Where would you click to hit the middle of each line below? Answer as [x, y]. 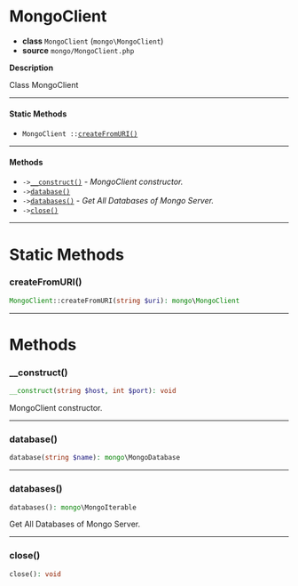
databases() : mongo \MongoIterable [73, 507]
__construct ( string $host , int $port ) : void [93, 391]
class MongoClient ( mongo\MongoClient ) [93, 41]
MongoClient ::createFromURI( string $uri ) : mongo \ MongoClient [125, 301]
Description [31, 68]
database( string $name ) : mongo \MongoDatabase [94, 458]
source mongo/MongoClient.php [78, 50]
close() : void [35, 574]
